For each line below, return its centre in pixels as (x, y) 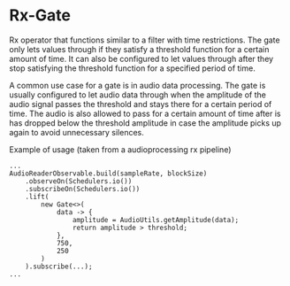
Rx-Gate (40, 15)
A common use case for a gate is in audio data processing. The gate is (137, 85)
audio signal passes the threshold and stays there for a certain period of (141, 104)
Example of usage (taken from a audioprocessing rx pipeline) (120, 149)
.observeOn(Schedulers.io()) (79, 181)
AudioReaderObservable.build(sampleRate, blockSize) (108, 174)
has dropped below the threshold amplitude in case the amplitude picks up (145, 123)
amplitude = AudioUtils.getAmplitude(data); (156, 220)
